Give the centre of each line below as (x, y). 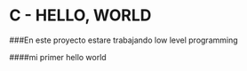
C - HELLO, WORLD (80, 16)
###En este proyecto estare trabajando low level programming (123, 40)
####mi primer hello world (58, 57)
